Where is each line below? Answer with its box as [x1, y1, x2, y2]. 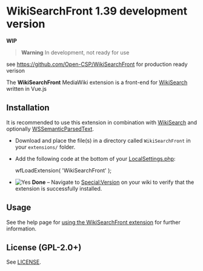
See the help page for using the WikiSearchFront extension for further [6, 218, 181, 226]
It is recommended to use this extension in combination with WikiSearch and [6, 119, 198, 126]
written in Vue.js [6, 85, 47, 92]
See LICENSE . [6, 258, 41, 266]
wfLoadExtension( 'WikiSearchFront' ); [15, 166, 112, 174]
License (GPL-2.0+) [6, 242, 82, 252]
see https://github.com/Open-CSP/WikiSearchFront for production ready [6, 60, 188, 68]
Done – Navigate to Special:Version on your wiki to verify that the [32, 178, 195, 186]
